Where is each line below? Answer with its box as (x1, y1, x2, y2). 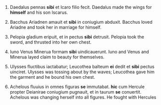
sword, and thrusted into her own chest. (9, 39, 92, 45)
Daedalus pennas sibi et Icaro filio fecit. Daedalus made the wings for (9, 4, 152, 10)
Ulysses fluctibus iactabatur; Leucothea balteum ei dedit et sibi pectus (9, 64, 155, 69)
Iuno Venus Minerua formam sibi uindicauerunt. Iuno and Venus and (9, 49, 150, 54)
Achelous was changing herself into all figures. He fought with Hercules (9, 94, 157, 100)
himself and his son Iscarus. (9, 9, 68, 15)
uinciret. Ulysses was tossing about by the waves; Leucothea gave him (9, 69, 155, 75)
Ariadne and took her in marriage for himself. (9, 24, 102, 30)
